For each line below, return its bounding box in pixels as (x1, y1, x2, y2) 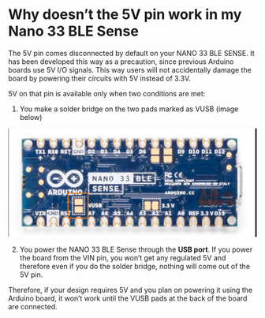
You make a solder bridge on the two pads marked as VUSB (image (19, 104, 239, 114)
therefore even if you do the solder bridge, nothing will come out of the (19, 261, 251, 271)
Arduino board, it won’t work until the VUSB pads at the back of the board (8, 294, 248, 303)
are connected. (8, 301, 58, 311)
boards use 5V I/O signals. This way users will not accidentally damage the (8, 65, 252, 74)
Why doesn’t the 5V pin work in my (8, 6, 242, 24)
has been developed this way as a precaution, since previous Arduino (8, 57, 234, 66)
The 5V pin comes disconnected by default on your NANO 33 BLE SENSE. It (8, 48, 255, 58)
